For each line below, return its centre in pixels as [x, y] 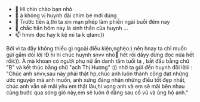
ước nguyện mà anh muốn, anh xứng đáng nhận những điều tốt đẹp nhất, [96, 80]
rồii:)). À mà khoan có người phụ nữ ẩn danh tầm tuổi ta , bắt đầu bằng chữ [98, 61]
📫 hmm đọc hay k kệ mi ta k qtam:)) [59, 35]
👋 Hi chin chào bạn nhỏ [44, 9]
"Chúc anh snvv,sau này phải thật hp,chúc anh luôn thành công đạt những [98, 74]
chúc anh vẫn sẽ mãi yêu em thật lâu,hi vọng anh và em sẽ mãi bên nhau [96, 86]
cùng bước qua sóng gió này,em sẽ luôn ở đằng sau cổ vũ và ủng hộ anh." [97, 93]
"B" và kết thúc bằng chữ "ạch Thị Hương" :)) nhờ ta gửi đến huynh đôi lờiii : [99, 67]
